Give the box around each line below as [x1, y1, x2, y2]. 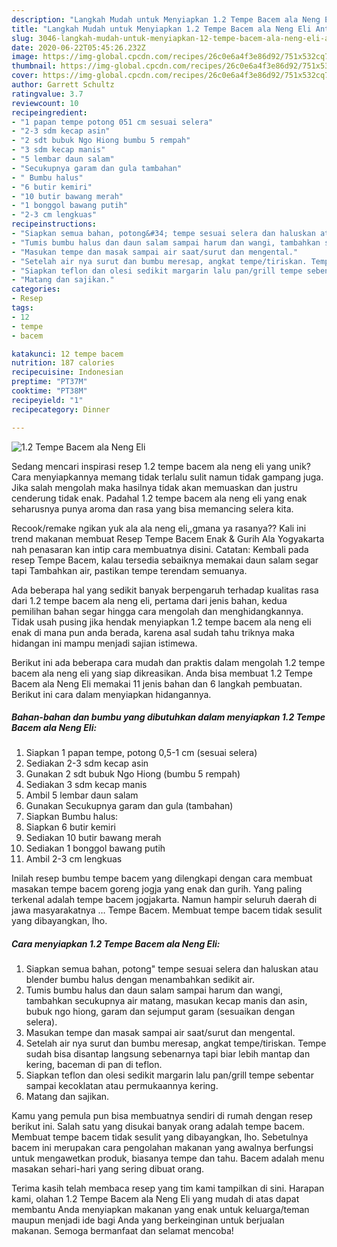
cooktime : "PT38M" [11, 386, 88, 396]
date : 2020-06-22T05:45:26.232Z [11, 42, 146, 53]
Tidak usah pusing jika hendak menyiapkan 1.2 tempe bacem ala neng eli [11, 616, 312, 628]
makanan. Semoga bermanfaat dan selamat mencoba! [11, 1225, 234, 1237]
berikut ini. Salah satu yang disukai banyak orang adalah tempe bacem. [11, 1121, 305, 1133]
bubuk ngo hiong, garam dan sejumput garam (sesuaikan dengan [25, 1006, 296, 1018]
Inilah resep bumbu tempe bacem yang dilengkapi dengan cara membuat [11, 872, 313, 885]
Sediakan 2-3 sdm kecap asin [25, 757, 149, 770]
